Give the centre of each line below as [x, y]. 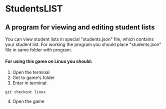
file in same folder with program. [39, 50]
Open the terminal [31, 72]
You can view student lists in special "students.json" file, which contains [79, 39]
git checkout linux [25, 92]
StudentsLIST [34, 9]
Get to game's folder [33, 77]
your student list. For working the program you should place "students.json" [83, 44]
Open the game [28, 101]
